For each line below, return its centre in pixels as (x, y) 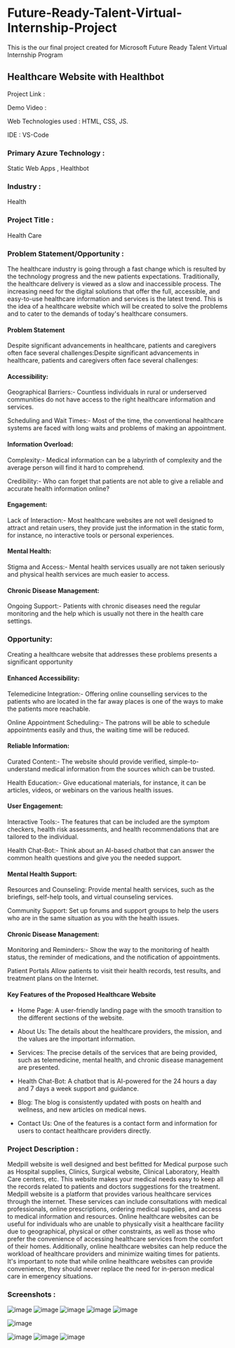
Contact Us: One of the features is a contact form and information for (117, 1123)
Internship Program (35, 55)
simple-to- (183, 762)
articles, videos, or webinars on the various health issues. (90, 790)
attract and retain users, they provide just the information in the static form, (116, 527)
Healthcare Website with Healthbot (86, 77)
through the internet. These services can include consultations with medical (117, 1201)
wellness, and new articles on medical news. (82, 1110)
